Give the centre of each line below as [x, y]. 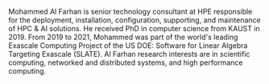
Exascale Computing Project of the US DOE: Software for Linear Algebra [128, 46]
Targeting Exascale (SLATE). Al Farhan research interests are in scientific [129, 54]
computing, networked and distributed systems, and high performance [126, 62]
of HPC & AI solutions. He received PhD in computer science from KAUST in [134, 28]
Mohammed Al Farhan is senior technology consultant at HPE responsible [130, 12]
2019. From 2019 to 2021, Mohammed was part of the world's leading [123, 37]
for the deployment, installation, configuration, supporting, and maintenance [135, 20]
